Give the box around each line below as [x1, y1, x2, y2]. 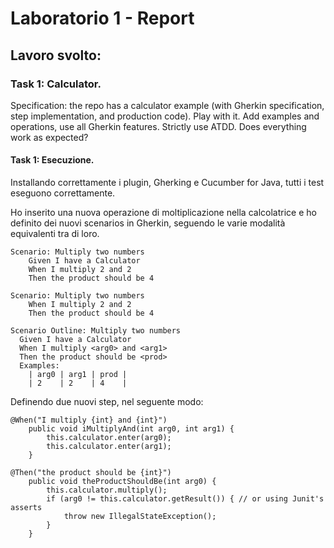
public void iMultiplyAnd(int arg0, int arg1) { [28, 424, 235, 434]
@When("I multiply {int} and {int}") [10, 415, 168, 426]
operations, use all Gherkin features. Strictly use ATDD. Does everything [10, 120, 307, 132]
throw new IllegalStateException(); [63, 512, 217, 522]
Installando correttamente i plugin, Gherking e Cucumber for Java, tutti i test [10, 177, 325, 189]
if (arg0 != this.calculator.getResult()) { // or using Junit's [46, 494, 325, 504]
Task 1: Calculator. [10, 77, 102, 91]
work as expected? [10, 131, 89, 143]
